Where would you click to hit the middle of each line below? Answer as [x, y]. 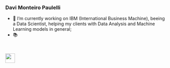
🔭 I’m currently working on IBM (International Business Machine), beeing [89, 19]
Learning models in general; [42, 29]
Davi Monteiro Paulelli [33, 8]
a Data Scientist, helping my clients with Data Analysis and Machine [84, 24]
